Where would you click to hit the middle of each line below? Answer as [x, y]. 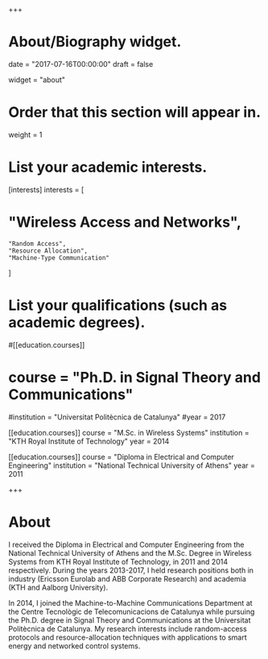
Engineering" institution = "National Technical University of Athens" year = [132, 465]
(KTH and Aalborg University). [58, 587]
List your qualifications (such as [118, 305]
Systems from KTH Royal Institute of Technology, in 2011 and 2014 [118, 561]
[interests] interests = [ [46, 190]
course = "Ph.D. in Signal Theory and [135, 377]
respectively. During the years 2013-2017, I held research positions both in [131, 570]
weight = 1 [25, 135]
